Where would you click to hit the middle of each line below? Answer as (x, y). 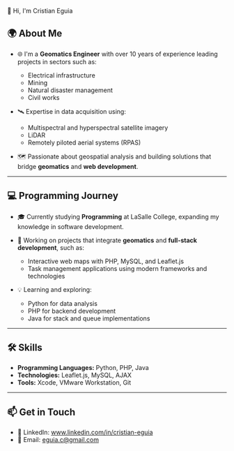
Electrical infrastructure (61, 75)
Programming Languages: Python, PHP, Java (83, 368)
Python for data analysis (62, 303)
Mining (38, 82)
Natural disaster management (70, 90)
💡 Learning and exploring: (54, 289)
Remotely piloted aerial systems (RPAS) (84, 142)
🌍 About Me (35, 34)
